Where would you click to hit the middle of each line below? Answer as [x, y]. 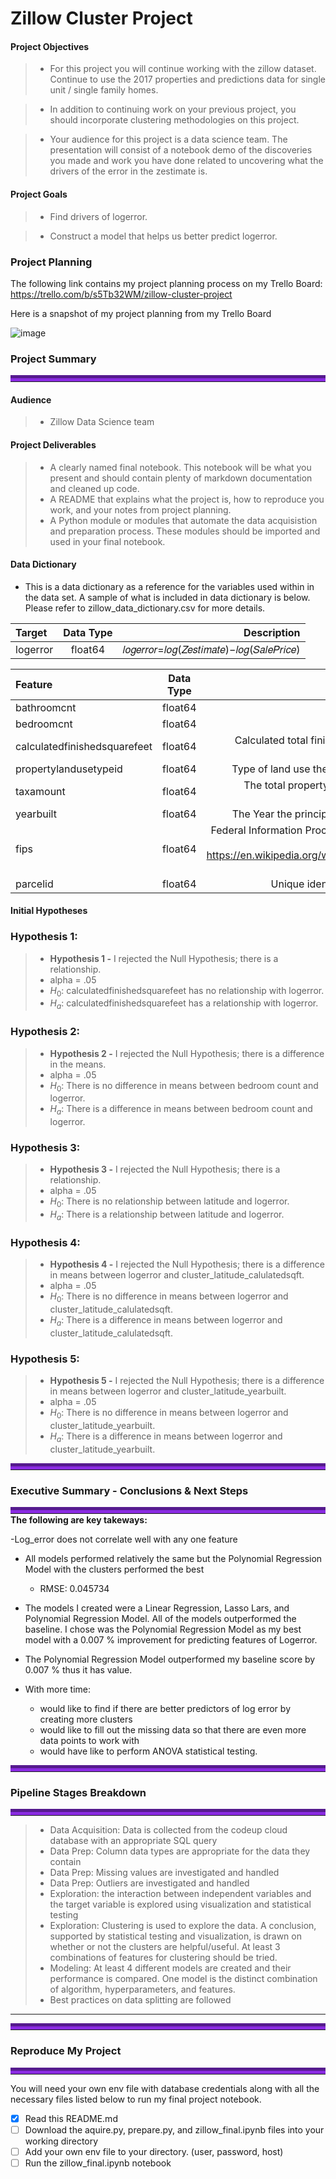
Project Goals [39, 194]
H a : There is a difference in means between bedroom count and [181, 1110]
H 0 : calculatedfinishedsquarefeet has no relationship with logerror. [187, 991]
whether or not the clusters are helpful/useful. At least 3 [165, 1947]
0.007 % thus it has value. [78, 1670]
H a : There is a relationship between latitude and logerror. [167, 1215]
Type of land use [271, 769]
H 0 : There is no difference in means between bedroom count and [184, 1086]
